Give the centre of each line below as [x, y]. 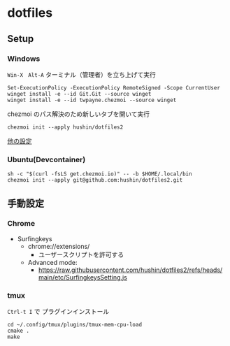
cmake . [19, 331]
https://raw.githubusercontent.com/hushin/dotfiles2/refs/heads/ [130, 270]
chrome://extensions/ [59, 246]
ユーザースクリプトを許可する [81, 254]
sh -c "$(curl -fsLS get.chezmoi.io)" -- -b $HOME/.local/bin [100, 174]
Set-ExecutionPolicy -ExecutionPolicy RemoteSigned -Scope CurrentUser [114, 88]
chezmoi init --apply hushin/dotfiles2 [65, 127]
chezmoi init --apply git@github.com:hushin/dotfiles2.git [95, 180]
